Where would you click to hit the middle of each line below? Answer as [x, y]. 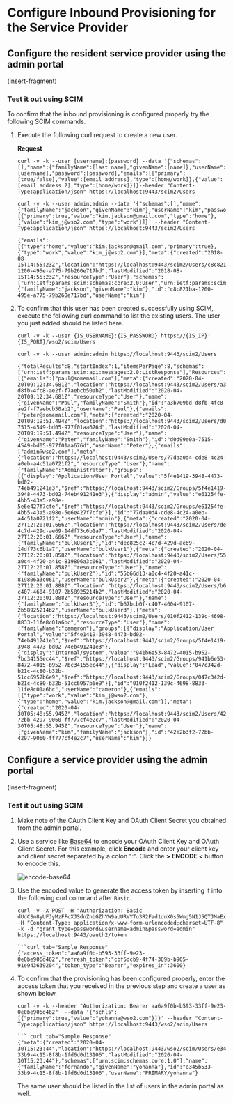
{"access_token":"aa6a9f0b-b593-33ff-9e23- [81, 954]
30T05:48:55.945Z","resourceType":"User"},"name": [92, 726]
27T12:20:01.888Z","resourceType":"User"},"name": [92, 598]
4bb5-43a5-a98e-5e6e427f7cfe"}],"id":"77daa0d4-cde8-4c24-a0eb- [112, 513]
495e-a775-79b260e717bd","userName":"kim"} [81, 295]
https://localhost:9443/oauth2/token [72, 935]
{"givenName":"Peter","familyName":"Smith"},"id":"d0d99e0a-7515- [115, 440]
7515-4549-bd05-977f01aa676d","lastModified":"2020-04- [100, 427]
